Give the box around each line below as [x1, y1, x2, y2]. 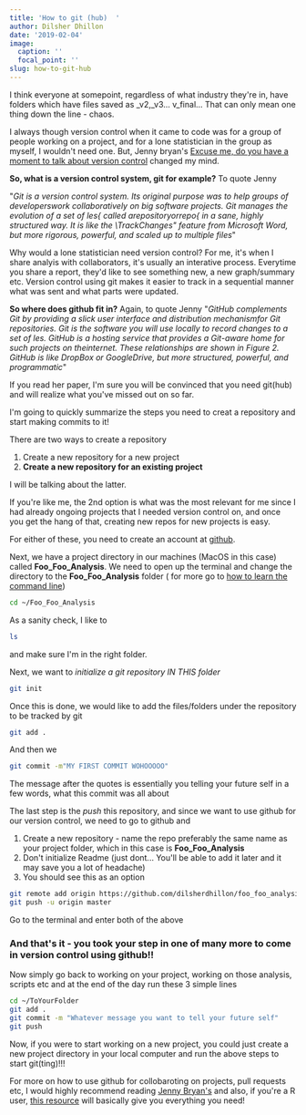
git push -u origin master [9, 898, 112, 907]
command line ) [9, 580, 66, 591]
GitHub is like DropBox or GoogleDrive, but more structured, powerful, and [9, 352, 289, 363]
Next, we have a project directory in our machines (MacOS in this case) [9, 551, 277, 562]
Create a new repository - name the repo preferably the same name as [22, 833, 289, 844]
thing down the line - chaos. [9, 108, 115, 119]
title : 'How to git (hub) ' [9, 13, 120, 23]
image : [9, 38, 35, 48]
